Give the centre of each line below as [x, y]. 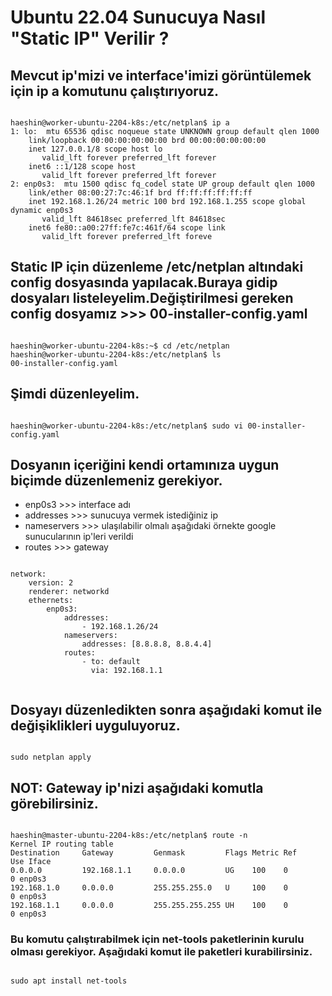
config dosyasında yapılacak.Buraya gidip [144, 282]
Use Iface [31, 862]
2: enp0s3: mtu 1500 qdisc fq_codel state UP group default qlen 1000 [162, 184]
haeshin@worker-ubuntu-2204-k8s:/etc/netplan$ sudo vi [127, 426]
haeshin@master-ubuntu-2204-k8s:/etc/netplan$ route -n [129, 836]
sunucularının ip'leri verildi [79, 537]
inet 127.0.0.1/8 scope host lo [95, 149]
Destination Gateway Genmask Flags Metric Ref [154, 853]
